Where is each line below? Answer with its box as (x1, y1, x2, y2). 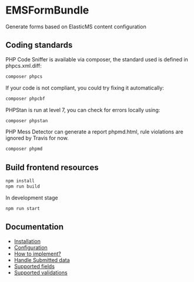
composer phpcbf (5, 96, 45, 101)
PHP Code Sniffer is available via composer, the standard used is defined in (5, 55, 189, 63)
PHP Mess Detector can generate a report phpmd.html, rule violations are (5, 128, 183, 136)
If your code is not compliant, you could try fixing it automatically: (5, 84, 164, 91)
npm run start (5, 205, 41, 211)
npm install (5, 178, 35, 184)
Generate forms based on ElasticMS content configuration (5, 23, 146, 30)
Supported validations (14, 269, 68, 276)
